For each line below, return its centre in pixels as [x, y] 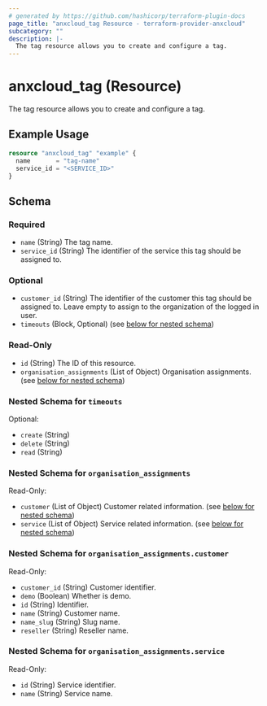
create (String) [45, 434]
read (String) [41, 451]
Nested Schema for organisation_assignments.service [117, 652]
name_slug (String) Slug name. [70, 621]
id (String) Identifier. [55, 604]
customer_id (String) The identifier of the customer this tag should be [136, 299]
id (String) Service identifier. [68, 685]
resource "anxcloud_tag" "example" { [72, 153]
